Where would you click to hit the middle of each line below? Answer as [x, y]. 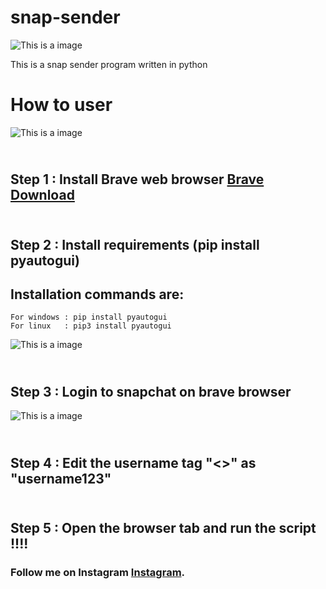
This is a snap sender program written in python [109, 64]
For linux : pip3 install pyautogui [91, 326]
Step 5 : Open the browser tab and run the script [163, 528]
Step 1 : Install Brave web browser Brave [137, 179]
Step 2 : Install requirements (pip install [135, 244]
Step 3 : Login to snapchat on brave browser [151, 391]
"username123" [61, 478]
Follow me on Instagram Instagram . [98, 572]
